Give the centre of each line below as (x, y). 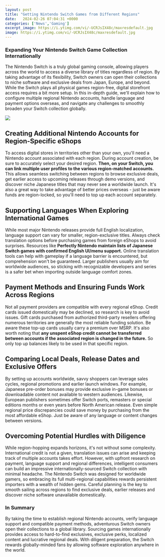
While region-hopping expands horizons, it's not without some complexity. (81, 448)
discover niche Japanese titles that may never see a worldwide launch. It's (81, 184)
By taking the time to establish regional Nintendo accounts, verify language (81, 519)
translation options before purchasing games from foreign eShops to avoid (81, 240)
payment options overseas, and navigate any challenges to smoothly (75, 104)
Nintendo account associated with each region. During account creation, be (82, 158)
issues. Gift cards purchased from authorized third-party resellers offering (81, 317)
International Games (37, 218)
